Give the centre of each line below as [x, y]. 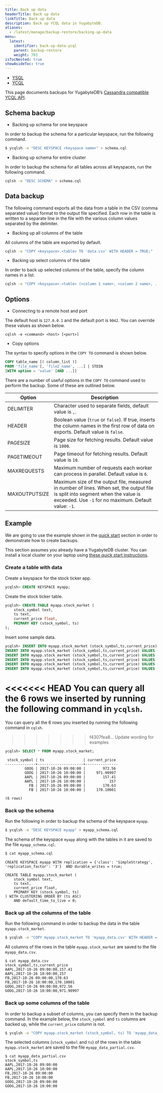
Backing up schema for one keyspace [50, 124]
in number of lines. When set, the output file [104, 488]
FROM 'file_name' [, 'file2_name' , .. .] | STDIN [54, 366]
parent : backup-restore [38, 50]
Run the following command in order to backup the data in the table [72, 923]
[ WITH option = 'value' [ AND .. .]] [41, 371]
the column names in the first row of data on [104, 426]
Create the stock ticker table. [34, 596]
